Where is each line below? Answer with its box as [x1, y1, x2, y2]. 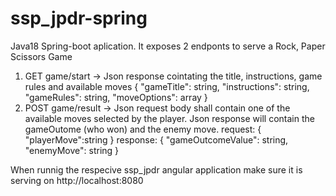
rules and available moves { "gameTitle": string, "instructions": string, [24, 80, 310, 92]
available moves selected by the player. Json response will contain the [24, 112, 315, 124]
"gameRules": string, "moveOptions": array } [24, 91, 208, 103]
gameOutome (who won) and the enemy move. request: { [24, 123, 262, 135]
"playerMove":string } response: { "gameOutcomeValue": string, [24, 133, 289, 146]
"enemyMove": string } [24, 144, 120, 156]
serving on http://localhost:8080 [10, 174, 144, 186]
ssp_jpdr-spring [10, 7, 148, 30]
